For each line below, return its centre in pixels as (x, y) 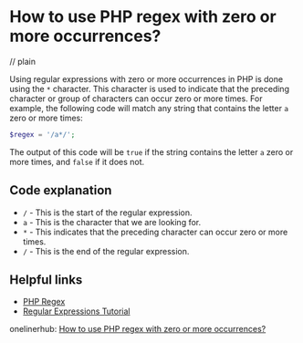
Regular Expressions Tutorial (76, 311)
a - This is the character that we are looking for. (112, 222)
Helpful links (46, 280)
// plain (23, 61)
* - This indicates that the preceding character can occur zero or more (155, 232)
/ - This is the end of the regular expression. (106, 251)
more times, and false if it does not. (77, 161)
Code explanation (61, 190)
